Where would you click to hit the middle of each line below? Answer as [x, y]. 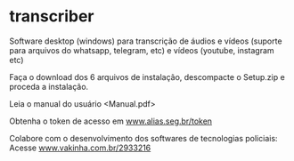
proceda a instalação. [49, 86]
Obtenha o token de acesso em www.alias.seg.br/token [110, 121]
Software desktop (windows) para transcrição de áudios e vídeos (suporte [146, 41]
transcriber [52, 16]
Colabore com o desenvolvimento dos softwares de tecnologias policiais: [143, 138]
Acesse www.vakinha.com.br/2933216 [80, 148]
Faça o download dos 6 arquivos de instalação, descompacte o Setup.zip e [147, 76]
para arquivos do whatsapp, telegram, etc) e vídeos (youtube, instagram [142, 50]
